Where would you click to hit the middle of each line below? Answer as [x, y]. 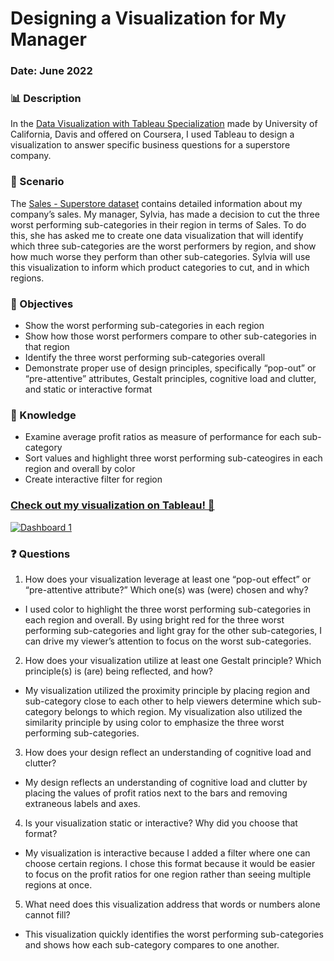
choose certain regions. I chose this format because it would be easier [170, 863]
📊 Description [46, 99]
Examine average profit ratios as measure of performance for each [162, 437]
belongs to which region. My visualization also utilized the [183, 711]
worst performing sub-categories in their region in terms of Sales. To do [158, 224]
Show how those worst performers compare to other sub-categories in [170, 336]
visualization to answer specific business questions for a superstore [150, 145]
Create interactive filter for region [93, 479]
